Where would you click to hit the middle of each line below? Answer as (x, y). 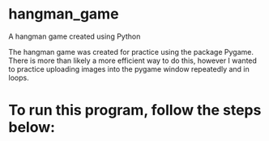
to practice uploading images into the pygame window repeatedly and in (129, 68)
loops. (19, 77)
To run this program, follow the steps (135, 110)
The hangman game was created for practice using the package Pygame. (131, 52)
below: (32, 128)
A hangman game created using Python (75, 36)
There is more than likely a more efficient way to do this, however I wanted (133, 60)
